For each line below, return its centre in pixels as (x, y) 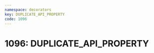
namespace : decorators (28, 10)
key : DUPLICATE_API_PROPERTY (35, 14)
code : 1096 (16, 19)
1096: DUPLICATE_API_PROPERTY (77, 43)
